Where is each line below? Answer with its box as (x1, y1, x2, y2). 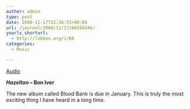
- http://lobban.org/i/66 (11, 36, 75, 41)
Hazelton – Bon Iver (6, 79, 54, 86)
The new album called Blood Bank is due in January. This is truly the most (6, 90, 184, 97)
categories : (6, 41, 35, 47)
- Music (11, 47, 30, 52)
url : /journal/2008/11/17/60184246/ (6, 24, 95, 31)
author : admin (6, 8, 41, 15)
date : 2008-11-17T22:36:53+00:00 (6, 19, 88, 25)
